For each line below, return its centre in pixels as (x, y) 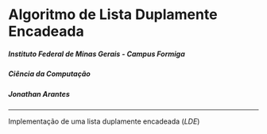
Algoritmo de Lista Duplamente (113, 15)
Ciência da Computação (50, 74)
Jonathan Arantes (39, 94)
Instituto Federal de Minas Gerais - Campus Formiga (97, 54)
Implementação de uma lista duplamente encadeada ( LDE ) (104, 121)
